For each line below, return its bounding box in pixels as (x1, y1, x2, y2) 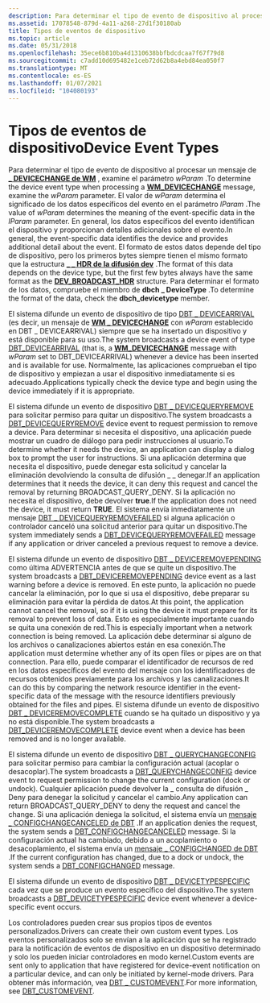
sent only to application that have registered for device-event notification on (8, 960, 260, 971)
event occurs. (36, 902, 82, 912)
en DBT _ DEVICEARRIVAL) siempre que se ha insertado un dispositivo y (8, 326, 247, 336)
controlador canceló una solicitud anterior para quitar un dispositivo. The (8, 521, 247, 532)
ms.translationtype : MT (8, 64, 88, 73)
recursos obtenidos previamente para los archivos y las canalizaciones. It (8, 674, 249, 684)
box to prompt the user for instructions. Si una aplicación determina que (8, 453, 247, 463)
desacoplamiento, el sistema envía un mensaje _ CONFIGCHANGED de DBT (8, 843, 259, 854)
